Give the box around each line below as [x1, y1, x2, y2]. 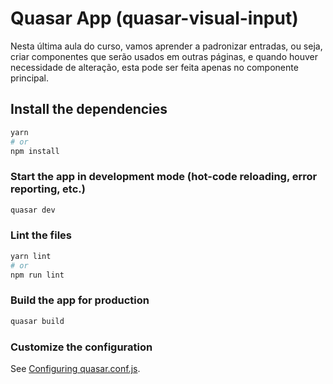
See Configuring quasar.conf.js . [10, 362, 141, 374]
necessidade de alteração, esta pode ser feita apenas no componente [10, 61, 299, 73]
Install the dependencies [10, 101, 168, 118]
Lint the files [10, 228, 72, 242]
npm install [10, 146, 60, 156]
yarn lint [10, 251, 52, 261]
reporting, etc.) [10, 182, 86, 196]
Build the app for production [10, 293, 150, 307]
